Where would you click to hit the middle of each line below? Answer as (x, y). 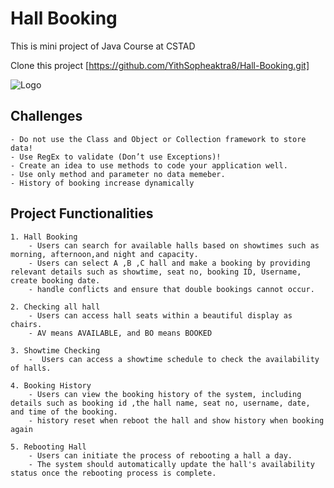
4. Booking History (51, 385)
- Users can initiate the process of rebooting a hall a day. (160, 455)
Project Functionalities (82, 213)
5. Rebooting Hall (48, 447)
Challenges (46, 116)
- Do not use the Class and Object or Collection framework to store (158, 139)
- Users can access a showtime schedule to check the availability (174, 359)
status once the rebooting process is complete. (113, 473)
